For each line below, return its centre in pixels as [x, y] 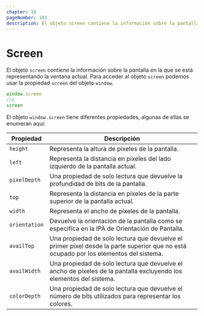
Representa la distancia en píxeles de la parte [114, 193]
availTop [22, 246]
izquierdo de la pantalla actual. [93, 166]
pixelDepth [25, 180]
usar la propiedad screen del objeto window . [60, 83]
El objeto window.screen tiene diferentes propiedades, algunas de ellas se [98, 117]
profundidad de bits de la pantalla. [98, 184]
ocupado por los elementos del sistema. [107, 253]
